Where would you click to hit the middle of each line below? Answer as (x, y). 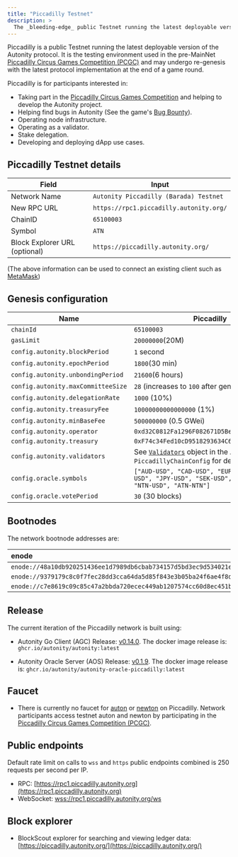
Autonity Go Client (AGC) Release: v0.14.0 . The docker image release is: (122, 641)
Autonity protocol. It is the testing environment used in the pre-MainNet (112, 55)
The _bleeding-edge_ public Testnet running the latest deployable (115, 27)
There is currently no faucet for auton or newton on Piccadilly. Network (121, 708)
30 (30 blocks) (158, 496)
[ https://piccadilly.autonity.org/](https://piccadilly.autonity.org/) (110, 846)
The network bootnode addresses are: (63, 538)
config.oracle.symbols (49, 478)
